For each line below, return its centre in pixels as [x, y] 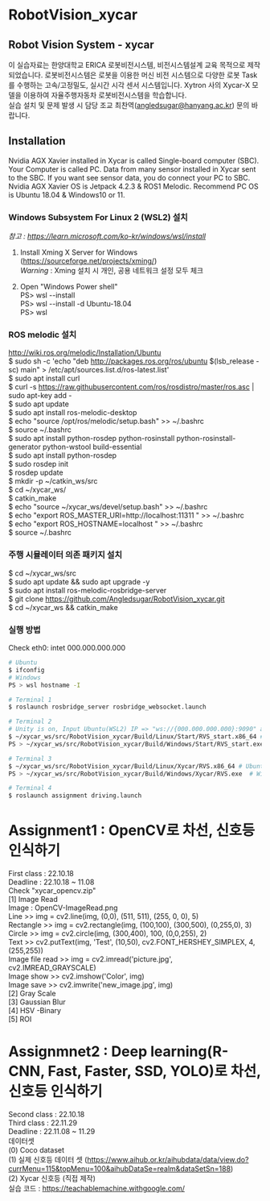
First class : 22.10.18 [41, 874]
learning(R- [189, 1051]
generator [25, 447]
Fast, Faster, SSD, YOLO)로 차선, [154, 1072]
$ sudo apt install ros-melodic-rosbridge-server [88, 590]
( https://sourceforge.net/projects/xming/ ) [88, 261]
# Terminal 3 [30, 758]
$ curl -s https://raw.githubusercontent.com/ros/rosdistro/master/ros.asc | [131, 387]
